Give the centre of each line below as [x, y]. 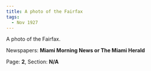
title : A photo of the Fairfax [45, 11]
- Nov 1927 [25, 22]
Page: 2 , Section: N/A [32, 62]
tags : [13, 17]
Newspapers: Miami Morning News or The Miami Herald [76, 50]
